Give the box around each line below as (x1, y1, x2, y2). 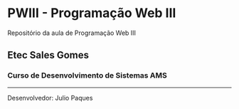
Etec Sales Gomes (7, 49, 90, 61)
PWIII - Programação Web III (7, 5, 176, 21)
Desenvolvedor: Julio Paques (7, 93, 93, 102)
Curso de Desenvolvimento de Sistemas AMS (7, 71, 167, 81)
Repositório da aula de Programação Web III (7, 28, 137, 37)
